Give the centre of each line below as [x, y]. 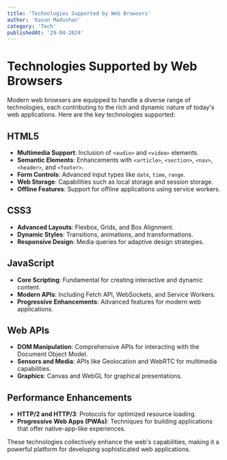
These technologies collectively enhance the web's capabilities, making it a [113, 442]
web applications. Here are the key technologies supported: [91, 114]
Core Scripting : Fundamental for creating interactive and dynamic [110, 280]
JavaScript [31, 264]
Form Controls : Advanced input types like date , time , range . [101, 174]
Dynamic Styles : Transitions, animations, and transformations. [105, 234]
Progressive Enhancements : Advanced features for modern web [109, 302]
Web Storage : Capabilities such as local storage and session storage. [115, 182]
